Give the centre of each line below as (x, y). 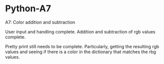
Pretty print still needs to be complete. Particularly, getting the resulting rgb (82, 46)
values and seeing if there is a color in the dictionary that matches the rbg (81, 52)
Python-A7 (28, 9)
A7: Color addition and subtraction (40, 22)
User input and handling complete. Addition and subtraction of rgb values (80, 32)
